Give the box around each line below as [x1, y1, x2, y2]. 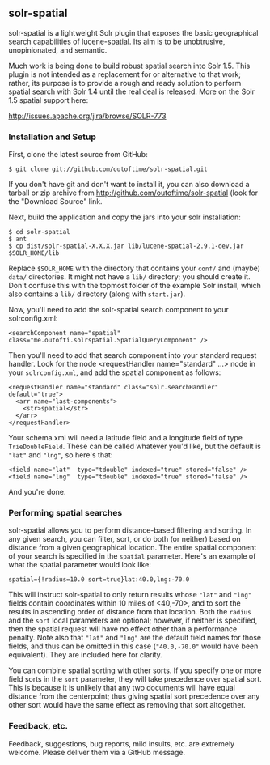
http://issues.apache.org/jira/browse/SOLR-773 [8, 111, 167, 121]
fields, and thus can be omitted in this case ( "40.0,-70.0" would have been [8, 641, 259, 651]
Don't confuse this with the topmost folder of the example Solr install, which [8, 281, 261, 291]
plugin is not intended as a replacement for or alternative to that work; [8, 69, 241, 79]
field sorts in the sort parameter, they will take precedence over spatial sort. [8, 674, 263, 684]
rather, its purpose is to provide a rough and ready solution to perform [8, 78, 242, 87]
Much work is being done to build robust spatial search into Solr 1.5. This [8, 61, 251, 70]
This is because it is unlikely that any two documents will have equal [8, 683, 236, 693]
